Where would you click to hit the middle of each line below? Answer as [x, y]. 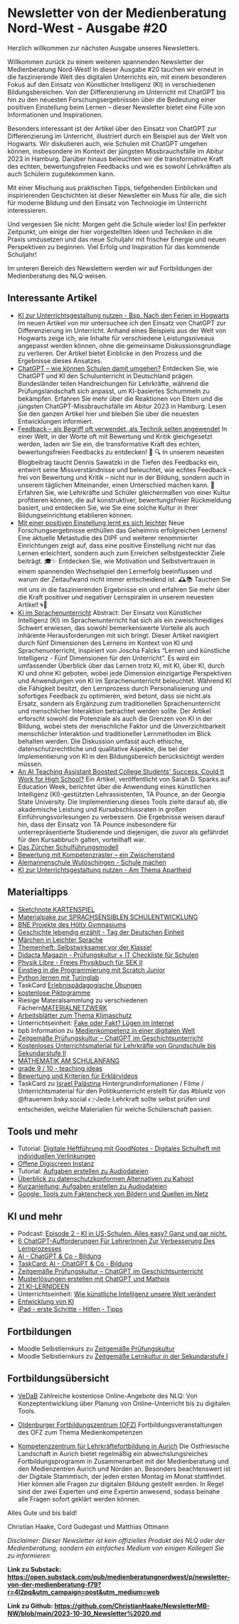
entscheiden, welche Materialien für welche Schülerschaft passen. [115, 1109]
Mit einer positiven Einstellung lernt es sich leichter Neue [101, 523]
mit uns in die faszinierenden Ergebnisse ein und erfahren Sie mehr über [124, 590]
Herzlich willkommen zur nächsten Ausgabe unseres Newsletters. [104, 48]
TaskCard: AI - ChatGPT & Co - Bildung [75, 1264]
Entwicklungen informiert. [55, 421]
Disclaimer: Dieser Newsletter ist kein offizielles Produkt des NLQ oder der [116, 1540]
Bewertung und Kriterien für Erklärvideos [78, 1076]
